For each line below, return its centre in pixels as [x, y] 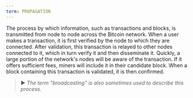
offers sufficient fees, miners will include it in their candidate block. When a [97, 65]
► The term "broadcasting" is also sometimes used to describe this [102, 83]
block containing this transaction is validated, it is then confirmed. [85, 71]
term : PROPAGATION [28, 11]
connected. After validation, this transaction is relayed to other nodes [89, 47]
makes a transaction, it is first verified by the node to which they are [88, 40]
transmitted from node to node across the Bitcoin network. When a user [93, 34]
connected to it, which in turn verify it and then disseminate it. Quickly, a [93, 52]
